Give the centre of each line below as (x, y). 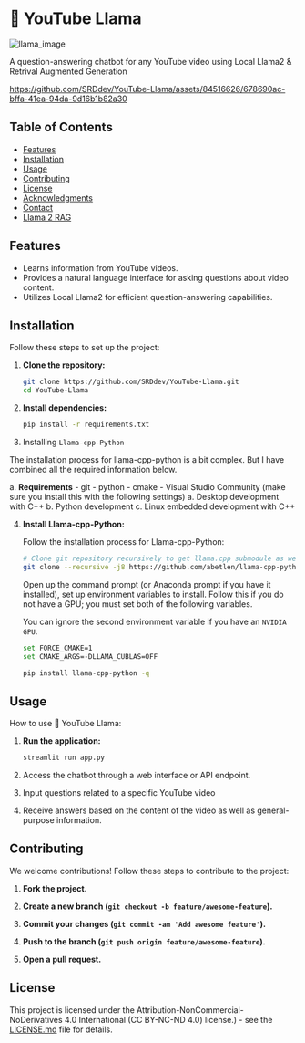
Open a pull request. (62, 959)
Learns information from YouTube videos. (100, 267)
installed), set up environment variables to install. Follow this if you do (153, 594)
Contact (37, 207)
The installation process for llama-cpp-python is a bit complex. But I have (147, 459)
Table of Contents (61, 127)
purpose (38, 820)
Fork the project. (55, 888)
